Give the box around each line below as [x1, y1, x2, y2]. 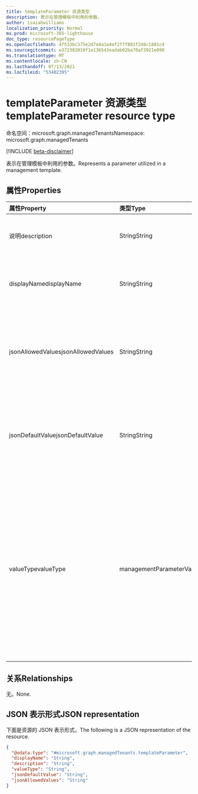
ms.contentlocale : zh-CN [6, 58, 67, 64]
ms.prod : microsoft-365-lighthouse [6, 31, 94, 37]
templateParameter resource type [6, 109, 176, 123]
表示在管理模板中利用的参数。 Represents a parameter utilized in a [6, 160, 166, 167]
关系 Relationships [6, 673, 73, 683]
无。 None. [6, 690, 31, 698]
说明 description [9, 232, 52, 240]
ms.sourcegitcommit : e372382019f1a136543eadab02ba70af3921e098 [6, 47, 165, 53]
